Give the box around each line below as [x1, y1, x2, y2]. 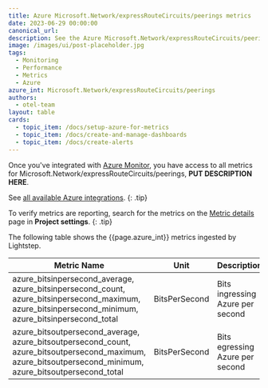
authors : [8, 94, 37, 102]
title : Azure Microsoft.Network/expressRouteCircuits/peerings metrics [8, 11, 251, 20]
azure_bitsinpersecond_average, [12, 273, 135, 284]
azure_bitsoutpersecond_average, [12, 326, 140, 337]
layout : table [8, 109, 56, 117]
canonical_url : [8, 26, 59, 34]
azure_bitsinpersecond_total [12, 313, 118, 324]
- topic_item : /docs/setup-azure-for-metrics [15, 123, 170, 131]
